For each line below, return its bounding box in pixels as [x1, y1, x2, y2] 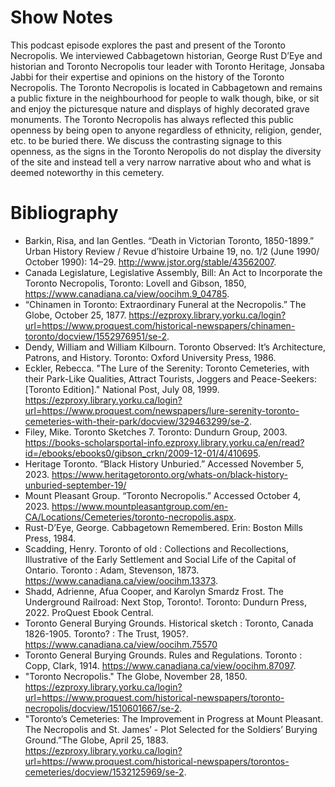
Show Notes [10, 6, 113, 29]
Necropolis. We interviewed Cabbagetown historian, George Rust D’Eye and [10, 49, 323, 61]
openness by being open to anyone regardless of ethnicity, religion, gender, [10, 124, 322, 136]
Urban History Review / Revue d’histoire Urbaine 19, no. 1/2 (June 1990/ [24, 245, 320, 257]
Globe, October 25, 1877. [24, 309, 127, 321]
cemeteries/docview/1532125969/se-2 [24, 766, 185, 778]
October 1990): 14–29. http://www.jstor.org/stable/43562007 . [24, 256, 277, 268]
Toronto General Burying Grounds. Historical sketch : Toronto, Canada [24, 617, 314, 629]
